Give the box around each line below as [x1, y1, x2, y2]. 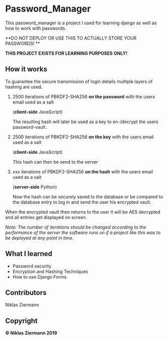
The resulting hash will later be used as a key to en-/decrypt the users [12, 119, 159, 125]
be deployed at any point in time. [5, 235, 74, 241]
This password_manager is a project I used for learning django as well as [5, 20, 157, 26]
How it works [5, 65, 47, 73]
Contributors [5, 288, 47, 297]
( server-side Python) [12, 183, 57, 190]
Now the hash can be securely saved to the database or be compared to [12, 194, 163, 200]
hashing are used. [5, 84, 43, 90]
